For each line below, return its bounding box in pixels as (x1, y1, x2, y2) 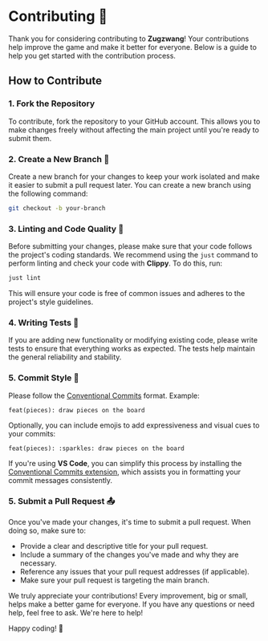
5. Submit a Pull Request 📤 (8, 496, 116, 507)
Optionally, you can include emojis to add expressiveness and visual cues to (8, 420, 260, 430)
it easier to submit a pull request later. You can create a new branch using (8, 180, 251, 189)
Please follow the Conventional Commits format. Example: (8, 391, 200, 400)
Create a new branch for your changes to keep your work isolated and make (8, 172, 260, 181)
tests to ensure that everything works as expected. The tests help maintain (8, 344, 255, 354)
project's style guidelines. (8, 297, 94, 306)
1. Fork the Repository (8, 98, 95, 109)
